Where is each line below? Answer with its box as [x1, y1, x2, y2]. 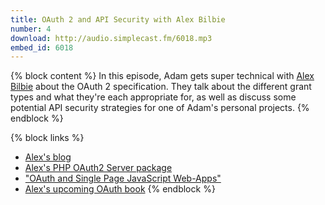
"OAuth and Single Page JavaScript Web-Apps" [24, 172, 222, 185]
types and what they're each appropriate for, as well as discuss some [10, 91, 297, 103]
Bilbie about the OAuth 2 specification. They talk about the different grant [10, 81, 312, 93]
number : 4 [10, 24, 52, 34]
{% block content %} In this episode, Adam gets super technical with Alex [10, 70, 315, 82]
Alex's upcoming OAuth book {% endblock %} [24, 183, 216, 195]
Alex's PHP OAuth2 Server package [24, 162, 173, 174]
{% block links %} [10, 132, 85, 144]
